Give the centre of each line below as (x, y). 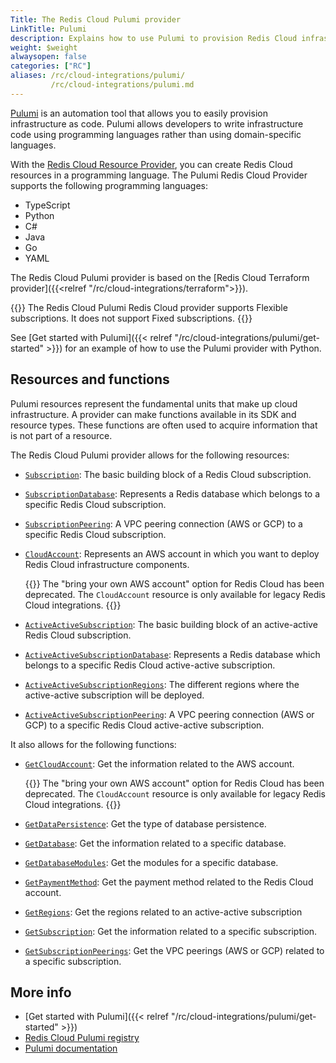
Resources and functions (90, 379)
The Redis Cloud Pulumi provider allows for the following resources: (150, 455)
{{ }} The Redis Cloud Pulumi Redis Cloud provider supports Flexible (149, 307)
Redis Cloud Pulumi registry (82, 1038)
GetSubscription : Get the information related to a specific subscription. (171, 931)
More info (41, 992)
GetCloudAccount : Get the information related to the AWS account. (159, 763)
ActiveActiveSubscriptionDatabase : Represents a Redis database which (172, 654)
